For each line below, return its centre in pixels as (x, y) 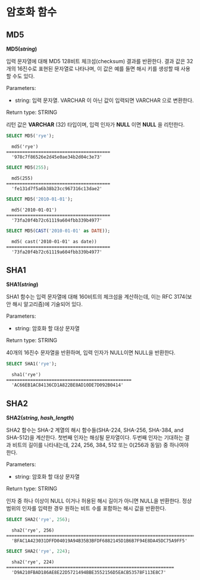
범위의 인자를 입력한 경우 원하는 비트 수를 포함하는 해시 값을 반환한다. (86, 508)
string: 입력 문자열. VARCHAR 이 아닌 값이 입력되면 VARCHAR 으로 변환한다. (104, 100)
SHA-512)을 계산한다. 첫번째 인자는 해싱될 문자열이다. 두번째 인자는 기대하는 (95, 438)
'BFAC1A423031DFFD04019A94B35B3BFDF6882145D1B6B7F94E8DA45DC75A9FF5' (99, 541)
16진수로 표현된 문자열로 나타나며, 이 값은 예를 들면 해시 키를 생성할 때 (98, 69)
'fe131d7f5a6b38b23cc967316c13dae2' (57, 188)
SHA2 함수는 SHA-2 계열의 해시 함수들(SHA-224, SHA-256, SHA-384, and (95, 430)
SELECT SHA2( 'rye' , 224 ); (38, 551)
